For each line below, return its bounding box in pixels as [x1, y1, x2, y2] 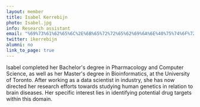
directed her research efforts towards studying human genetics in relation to [6, 83, 193, 90]
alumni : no [6, 42, 33, 48]
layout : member [6, 8, 44, 15]
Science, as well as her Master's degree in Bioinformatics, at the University [6, 70, 190, 77]
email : [6, 31, 23, 37]
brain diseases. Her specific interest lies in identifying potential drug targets [6, 89, 192, 96]
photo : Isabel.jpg [6, 20, 52, 26]
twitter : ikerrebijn [6, 36, 58, 42]
